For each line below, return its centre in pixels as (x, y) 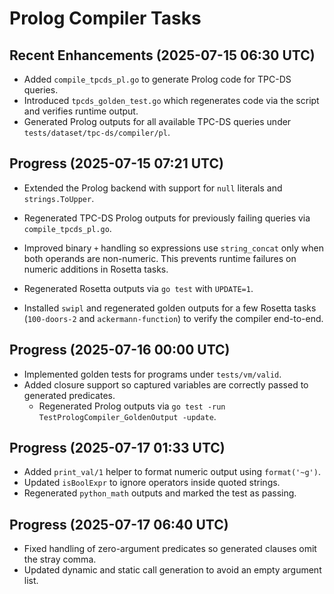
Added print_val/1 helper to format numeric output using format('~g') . (172, 472)
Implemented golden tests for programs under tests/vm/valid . (152, 374)
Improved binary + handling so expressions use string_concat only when (173, 248)
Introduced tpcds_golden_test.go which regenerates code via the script (171, 100)
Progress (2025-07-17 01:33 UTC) (117, 448)
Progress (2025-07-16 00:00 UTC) (120, 350)
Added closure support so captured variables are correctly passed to (166, 384)
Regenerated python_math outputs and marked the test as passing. (160, 493)
